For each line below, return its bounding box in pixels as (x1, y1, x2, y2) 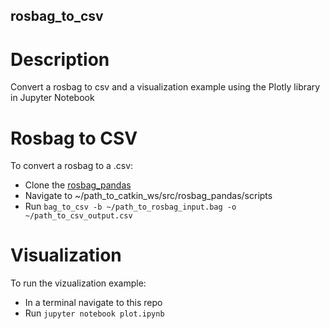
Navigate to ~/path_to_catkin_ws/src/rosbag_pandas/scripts (24, 190, 273, 202)
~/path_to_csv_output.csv (24, 211, 133, 221)
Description (10, 48, 110, 71)
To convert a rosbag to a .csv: (10, 160, 134, 172)
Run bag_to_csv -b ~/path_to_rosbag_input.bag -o (24, 200, 237, 213)
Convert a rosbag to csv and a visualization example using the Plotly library (10, 81, 321, 93)
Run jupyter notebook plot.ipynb (24, 307, 165, 319)
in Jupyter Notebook (10, 92, 95, 104)
